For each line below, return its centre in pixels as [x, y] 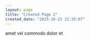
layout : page [19, 10]
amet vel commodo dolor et [34, 33]
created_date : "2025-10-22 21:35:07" [45, 19]
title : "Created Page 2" [32, 14]
